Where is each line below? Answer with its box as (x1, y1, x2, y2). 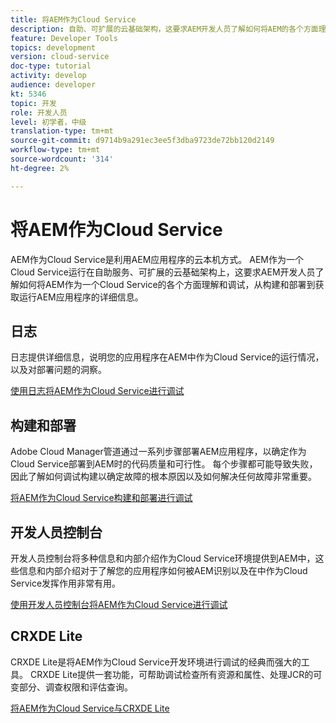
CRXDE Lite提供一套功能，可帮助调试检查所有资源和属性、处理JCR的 (29, 668, 314, 680)
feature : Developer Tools (10, 33, 118, 43)
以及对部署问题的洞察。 (10, 364, 107, 376)
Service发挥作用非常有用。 (10, 577, 122, 589)
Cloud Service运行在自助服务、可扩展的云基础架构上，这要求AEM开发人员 (10, 266, 316, 278)
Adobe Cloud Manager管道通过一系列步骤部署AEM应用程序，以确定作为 (10, 446, 307, 458)
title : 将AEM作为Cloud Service (10, 14, 137, 25)
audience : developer (10, 80, 97, 90)
